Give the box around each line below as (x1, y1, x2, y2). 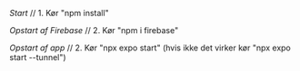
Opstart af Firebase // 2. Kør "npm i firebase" (9, 25, 179, 35)
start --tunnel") (9, 52, 66, 62)
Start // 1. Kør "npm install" (9, 8, 109, 18)
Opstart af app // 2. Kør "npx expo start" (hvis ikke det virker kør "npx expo (9, 42, 291, 53)
